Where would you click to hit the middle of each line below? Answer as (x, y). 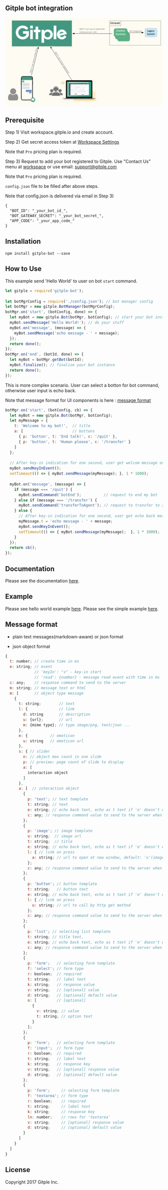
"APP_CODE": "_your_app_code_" (42, 221)
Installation (23, 241)
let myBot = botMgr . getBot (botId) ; (47, 360)
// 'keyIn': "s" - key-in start (68, 672)
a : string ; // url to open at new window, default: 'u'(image (98, 857)
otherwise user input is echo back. (41, 390)
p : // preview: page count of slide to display (73, 762)
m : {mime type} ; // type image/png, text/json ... (77, 725)
